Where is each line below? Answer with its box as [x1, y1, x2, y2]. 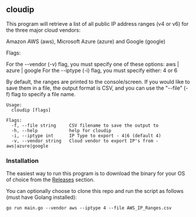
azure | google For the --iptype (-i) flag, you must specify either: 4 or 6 [6, 67, 178, 74]
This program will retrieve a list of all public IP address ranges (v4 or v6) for [6, 20, 189, 27]
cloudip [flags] [11, 107, 51, 113]
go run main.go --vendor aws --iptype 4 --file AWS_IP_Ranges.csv [6, 205, 172, 211]
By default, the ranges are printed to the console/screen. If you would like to [6, 78, 190, 85]
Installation [6, 157, 39, 165]
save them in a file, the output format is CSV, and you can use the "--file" [6, 84, 183, 91]
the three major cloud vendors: [6, 26, 81, 33]
